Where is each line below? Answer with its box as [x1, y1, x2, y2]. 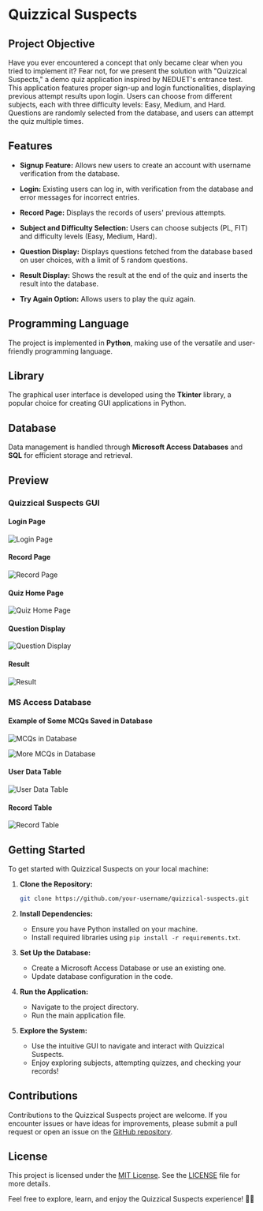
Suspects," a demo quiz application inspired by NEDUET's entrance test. [8, 75, 243, 84]
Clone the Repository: [19, 879, 93, 889]
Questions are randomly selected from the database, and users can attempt [8, 108, 254, 118]
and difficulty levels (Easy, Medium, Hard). [19, 231, 157, 241]
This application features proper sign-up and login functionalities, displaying [8, 83, 256, 92]
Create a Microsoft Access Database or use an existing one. [31, 963, 227, 973]
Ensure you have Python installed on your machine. [31, 924, 198, 933]
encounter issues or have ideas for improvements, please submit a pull [8, 1119, 238, 1128]
